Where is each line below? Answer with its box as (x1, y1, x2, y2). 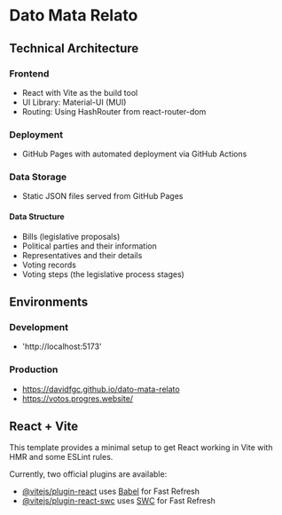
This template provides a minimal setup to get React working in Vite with (9, 442, 273, 453)
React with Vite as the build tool (21, 87, 138, 98)
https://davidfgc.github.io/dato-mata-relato (21, 384, 180, 394)
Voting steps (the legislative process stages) (21, 268, 184, 280)
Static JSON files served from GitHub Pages (21, 191, 184, 202)
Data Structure (9, 211, 65, 222)
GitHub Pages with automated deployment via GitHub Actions (21, 148, 247, 160)
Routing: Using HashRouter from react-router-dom (21, 106, 207, 116)
